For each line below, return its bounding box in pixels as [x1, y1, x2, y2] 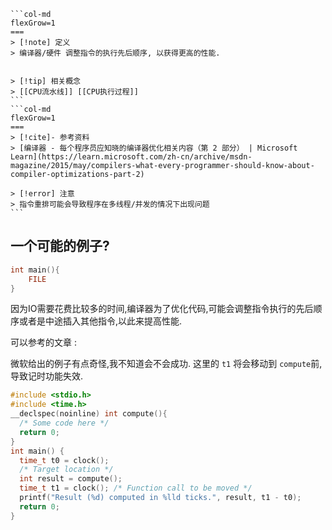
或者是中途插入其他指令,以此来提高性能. [18, 315, 183, 327]
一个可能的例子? [10, 238, 110, 255]
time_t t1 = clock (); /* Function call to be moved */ [19, 483, 253, 494]
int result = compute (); [19, 474, 123, 484]
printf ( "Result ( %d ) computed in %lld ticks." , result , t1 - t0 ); [19, 493, 302, 503]
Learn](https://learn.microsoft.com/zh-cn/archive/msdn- [10, 152, 253, 162]
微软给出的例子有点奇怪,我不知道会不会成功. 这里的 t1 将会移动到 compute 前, [10, 358, 323, 370]
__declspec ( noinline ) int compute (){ [10, 409, 168, 419]
